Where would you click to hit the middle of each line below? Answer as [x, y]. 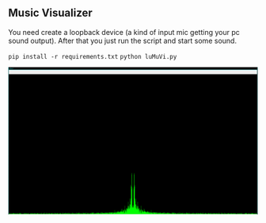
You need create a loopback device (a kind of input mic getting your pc [124, 32]
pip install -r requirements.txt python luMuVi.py [93, 56]
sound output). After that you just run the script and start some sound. [123, 40]
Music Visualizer [50, 13]
